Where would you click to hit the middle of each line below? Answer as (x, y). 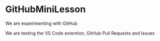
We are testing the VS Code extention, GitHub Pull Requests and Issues (80, 33)
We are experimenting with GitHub (41, 23)
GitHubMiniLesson (46, 9)
